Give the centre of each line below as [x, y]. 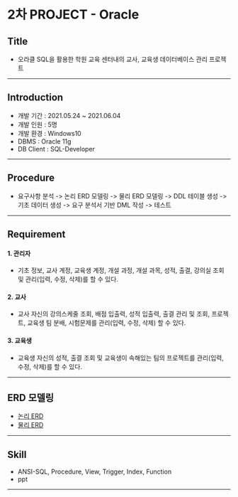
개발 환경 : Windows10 [49, 133]
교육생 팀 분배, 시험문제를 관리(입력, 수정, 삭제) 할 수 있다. [107, 323]
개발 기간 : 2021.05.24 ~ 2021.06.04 [69, 115]
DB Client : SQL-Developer [56, 149]
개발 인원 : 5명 [38, 124]
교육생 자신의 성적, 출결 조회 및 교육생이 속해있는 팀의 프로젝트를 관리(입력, [121, 358]
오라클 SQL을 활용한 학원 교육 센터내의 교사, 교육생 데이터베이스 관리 [112, 59]
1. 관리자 [19, 253]
